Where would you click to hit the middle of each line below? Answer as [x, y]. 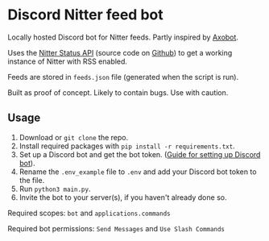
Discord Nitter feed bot [85, 15]
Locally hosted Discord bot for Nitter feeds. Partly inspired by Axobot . [123, 37]
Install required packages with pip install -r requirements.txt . [127, 146]
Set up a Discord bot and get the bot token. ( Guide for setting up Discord [140, 154]
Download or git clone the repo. [74, 137]
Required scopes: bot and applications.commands [89, 213]
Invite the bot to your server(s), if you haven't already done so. [123, 197]
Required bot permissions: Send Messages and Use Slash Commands [116, 228]
